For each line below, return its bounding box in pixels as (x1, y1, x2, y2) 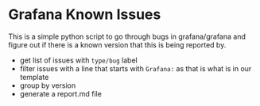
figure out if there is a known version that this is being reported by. (8, 40, 227, 49)
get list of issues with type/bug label (19, 55, 138, 65)
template (19, 72, 49, 81)
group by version (19, 81, 76, 90)
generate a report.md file (19, 89, 102, 98)
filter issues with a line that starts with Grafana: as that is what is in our (19, 63, 252, 73)
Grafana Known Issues (8, 6, 161, 24)
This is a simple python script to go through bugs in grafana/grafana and (8, 32, 246, 41)
